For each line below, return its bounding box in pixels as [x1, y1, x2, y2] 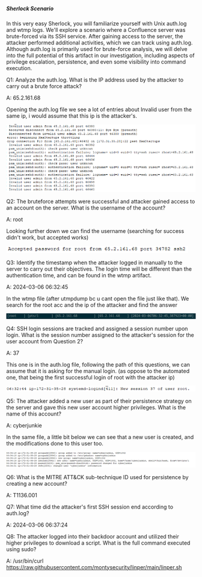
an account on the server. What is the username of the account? [6, 204, 166, 211]
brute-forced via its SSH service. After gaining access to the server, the [6, 32, 183, 40]
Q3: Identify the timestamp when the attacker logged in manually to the [6, 259, 183, 267]
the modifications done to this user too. [6, 440, 104, 447]
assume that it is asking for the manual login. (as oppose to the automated [6, 367, 190, 375]
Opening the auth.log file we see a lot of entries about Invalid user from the [6, 106, 192, 113]
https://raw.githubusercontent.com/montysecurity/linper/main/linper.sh [6, 563, 182, 570]
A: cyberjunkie [6, 422, 42, 429]
